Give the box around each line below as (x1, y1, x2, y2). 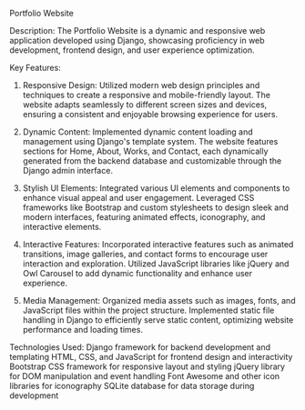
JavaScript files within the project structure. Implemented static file (22, 305, 275, 315)
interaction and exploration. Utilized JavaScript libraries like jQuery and (22, 258, 290, 269)
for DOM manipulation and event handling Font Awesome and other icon (9, 371, 280, 381)
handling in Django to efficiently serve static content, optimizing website (22, 315, 294, 325)
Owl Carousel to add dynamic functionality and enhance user (22, 268, 253, 278)
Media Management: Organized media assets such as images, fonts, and (22, 295, 296, 305)
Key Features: (9, 63, 61, 73)
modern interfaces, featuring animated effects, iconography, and (22, 212, 266, 222)
